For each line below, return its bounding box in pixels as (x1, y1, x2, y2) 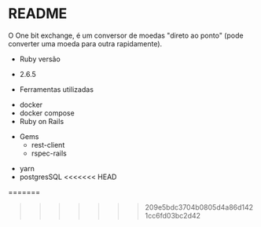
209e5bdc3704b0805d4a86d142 (145, 202, 254, 212)
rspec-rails (31, 148, 67, 158)
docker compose (19, 108, 75, 118)
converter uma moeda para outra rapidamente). (8, 38, 163, 48)
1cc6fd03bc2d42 (145, 211, 201, 220)
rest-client (31, 140, 65, 149)
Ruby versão (19, 54, 61, 64)
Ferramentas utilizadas (19, 84, 94, 94)
